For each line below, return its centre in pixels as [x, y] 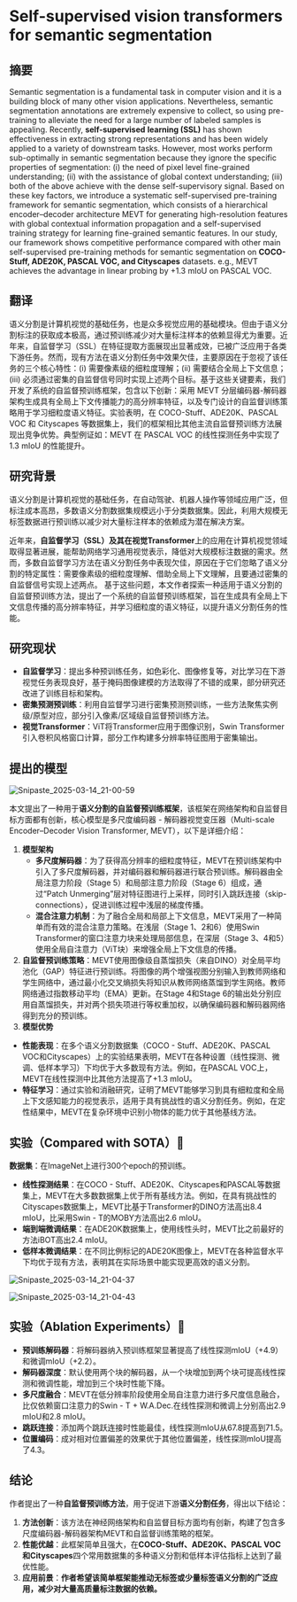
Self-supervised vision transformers [146, 16]
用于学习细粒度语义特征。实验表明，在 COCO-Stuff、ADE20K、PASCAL [147, 412]
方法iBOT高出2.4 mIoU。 [67, 1240]
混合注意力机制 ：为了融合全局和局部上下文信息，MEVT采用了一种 [155, 916]
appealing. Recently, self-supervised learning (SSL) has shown [126, 129]
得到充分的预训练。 [57, 1015]
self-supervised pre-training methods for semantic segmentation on [133, 252]
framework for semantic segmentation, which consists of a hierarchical [138, 205]
